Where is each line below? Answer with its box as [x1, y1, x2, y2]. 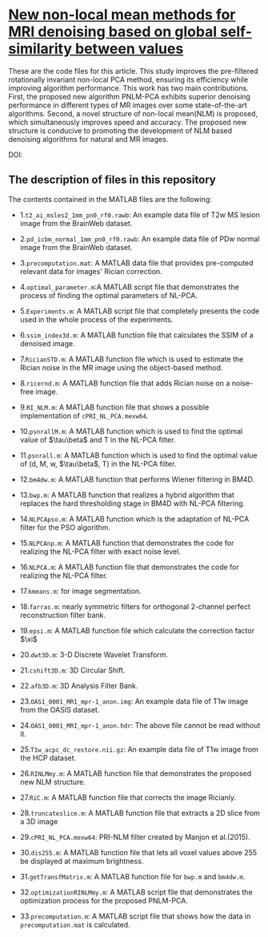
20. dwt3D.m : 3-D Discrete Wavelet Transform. [19, 649, 169, 659]
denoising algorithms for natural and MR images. [8, 134, 169, 143]
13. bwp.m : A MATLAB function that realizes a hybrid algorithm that [19, 490, 234, 499]
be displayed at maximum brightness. [19, 856, 144, 866]
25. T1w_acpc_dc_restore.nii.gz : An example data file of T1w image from [19, 744, 258, 754]
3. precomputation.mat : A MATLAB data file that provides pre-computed [19, 258, 254, 268]
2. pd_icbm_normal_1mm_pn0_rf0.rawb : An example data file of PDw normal [19, 234, 260, 244]
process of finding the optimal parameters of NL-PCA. [19, 290, 198, 300]
